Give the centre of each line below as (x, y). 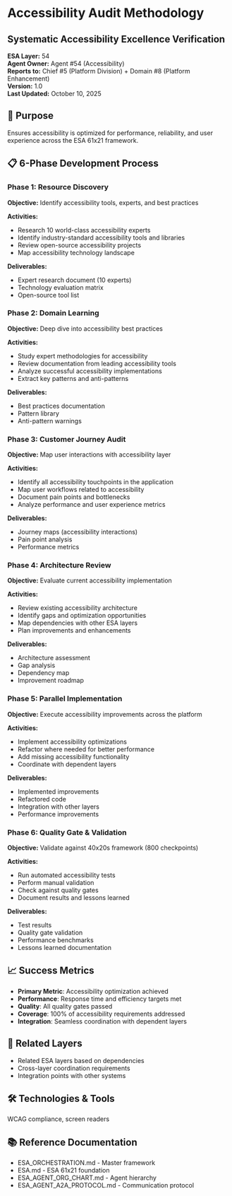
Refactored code (42, 799)
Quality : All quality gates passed (65, 1006)
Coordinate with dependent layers (67, 764)
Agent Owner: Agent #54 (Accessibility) (66, 64)
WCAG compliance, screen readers (59, 1119)
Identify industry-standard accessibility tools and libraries (101, 238)
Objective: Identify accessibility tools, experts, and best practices (103, 202)
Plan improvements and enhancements (74, 631)
